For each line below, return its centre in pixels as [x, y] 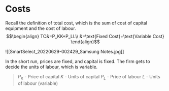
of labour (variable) [38, 83]
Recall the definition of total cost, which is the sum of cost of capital [76, 23]
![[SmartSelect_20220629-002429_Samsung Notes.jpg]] [65, 51]
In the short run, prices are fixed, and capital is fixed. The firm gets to [78, 61]
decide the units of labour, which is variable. [52, 67]
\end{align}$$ [85, 42]
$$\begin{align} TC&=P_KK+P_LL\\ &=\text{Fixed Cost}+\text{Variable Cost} [85, 36]
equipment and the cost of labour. [41, 28]
